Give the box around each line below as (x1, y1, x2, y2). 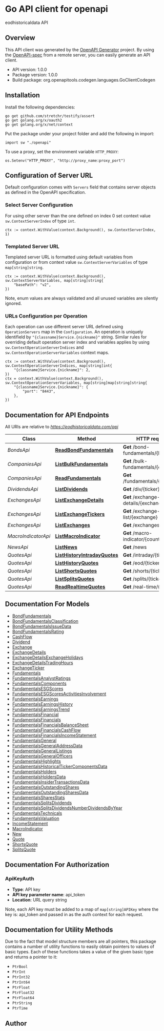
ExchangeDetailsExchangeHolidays (12, 654, 83, 660)
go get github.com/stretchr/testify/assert (5, 113, 95, 118)
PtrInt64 (12, 980, 30, 985)
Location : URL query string (12, 897, 67, 903)
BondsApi (7, 447, 30, 454)
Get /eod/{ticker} (123, 560, 162, 567)
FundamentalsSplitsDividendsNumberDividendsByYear (12, 805, 123, 811)
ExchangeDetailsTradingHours (12, 659, 73, 665)
